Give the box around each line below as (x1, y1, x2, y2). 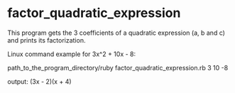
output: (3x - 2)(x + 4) (7, 77, 72, 86)
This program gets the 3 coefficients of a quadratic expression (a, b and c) (7, 28, 226, 37)
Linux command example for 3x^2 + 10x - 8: (7, 50, 136, 58)
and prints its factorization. (7, 35, 86, 44)
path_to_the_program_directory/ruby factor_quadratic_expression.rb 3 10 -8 (7, 63, 229, 72)
